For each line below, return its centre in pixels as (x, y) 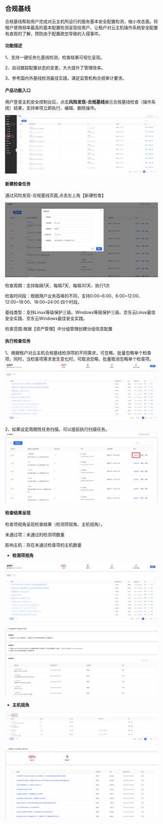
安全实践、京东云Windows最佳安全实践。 (46, 319)
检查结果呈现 (18, 513)
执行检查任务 (18, 341)
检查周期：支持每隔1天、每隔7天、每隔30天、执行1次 (57, 286)
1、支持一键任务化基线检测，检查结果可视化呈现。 (55, 57)
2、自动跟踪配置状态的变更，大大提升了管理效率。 (55, 68)
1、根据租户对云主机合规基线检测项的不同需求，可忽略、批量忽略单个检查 (78, 353)
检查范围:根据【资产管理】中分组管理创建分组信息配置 (59, 329)
